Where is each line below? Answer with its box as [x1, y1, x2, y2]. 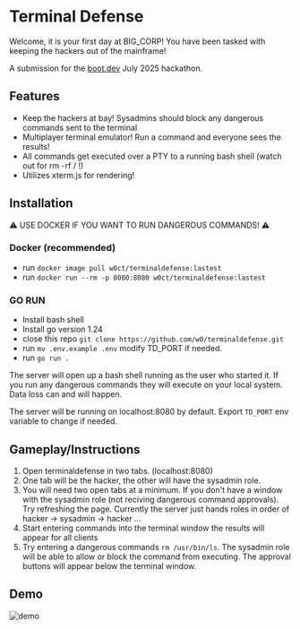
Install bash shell [21, 314, 85, 325]
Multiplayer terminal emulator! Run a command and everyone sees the [21, 132, 282, 142]
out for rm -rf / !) [21, 159, 84, 171]
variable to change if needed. [9, 416, 118, 427]
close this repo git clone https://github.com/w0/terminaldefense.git [21, 333, 284, 344]
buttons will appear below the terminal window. [21, 560, 197, 571]
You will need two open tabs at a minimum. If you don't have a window [21, 484, 283, 495]
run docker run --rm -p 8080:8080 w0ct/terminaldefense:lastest [21, 271, 266, 282]
